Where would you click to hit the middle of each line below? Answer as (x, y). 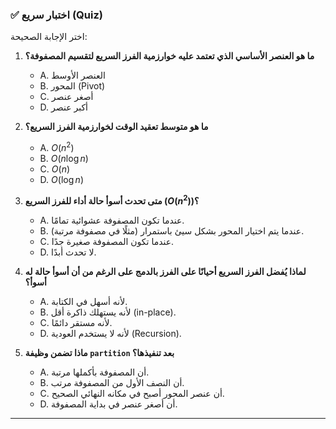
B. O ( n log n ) (64, 158)
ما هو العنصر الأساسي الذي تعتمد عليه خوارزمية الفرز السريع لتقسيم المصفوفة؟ (169, 56)
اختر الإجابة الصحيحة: (49, 37)
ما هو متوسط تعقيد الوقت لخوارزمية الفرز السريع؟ (116, 127)
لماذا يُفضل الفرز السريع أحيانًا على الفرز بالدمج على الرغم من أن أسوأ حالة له (165, 271)
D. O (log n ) (61, 179)
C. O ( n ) (55, 169)
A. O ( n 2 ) (57, 146)
